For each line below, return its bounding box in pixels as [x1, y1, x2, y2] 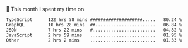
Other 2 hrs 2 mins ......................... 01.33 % [6, 37, 182, 43]
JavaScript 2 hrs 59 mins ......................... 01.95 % [6, 32, 182, 38]
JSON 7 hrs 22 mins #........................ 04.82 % [6, 27, 182, 33]
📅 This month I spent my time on [6, 6, 84, 12]
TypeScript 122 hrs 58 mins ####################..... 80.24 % [6, 17, 182, 23]
